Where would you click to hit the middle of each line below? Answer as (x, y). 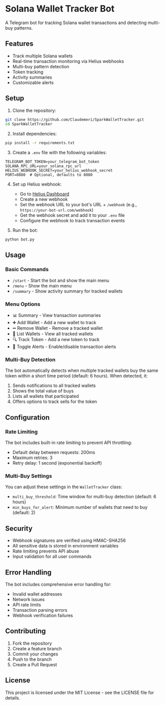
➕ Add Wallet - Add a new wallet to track (54, 323)
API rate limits (27, 605)
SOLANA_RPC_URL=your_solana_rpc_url (43, 166)
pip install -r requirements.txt (40, 143)
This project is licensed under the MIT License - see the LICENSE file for (79, 692)
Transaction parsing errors (40, 610)
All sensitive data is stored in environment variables (65, 546)
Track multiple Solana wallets (42, 56)
